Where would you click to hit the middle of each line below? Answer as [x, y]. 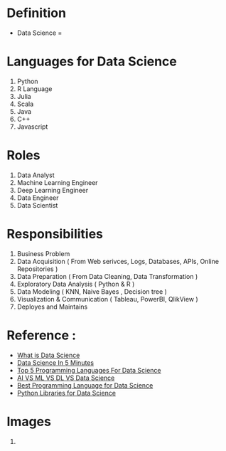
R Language [34, 89]
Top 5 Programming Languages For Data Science [89, 370]
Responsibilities [55, 234]
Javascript [32, 127]
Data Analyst [36, 175]
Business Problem [43, 253]
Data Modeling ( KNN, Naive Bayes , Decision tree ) [92, 291]
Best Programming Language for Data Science [85, 385]
